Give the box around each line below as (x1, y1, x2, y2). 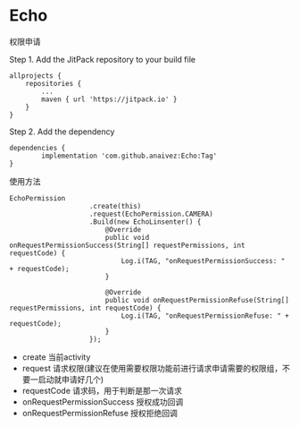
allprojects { (9, 71, 62, 81)
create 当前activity (21, 351, 91, 363)
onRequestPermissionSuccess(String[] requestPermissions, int (9, 241, 245, 250)
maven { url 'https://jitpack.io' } (41, 95, 178, 104)
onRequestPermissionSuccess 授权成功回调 (21, 396, 184, 407)
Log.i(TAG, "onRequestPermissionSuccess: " (120, 256, 286, 265)
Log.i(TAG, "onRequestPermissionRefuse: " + (120, 311, 290, 320)
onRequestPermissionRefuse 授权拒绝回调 (21, 407, 179, 418)
